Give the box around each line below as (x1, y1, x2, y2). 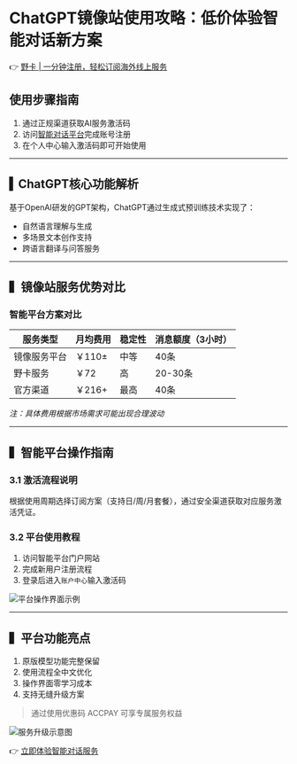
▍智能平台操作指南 (9, 445, 114, 460)
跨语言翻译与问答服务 (21, 243, 100, 253)
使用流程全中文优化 (21, 667, 93, 678)
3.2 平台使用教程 (9, 531, 81, 543)
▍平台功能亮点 (9, 630, 91, 645)
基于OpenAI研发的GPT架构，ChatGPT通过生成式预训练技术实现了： (9, 201, 255, 213)
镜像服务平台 (13, 351, 68, 363)
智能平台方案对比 (9, 308, 82, 320)
